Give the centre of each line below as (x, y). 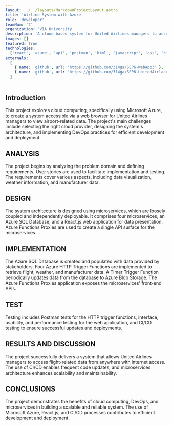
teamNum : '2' (19, 24)
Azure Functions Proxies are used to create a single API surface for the (80, 227)
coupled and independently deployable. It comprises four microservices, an (85, 216)
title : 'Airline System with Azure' (44, 15)
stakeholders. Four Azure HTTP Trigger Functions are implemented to (79, 267)
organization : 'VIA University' (40, 29)
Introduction (26, 98)
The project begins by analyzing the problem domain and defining (75, 166)
